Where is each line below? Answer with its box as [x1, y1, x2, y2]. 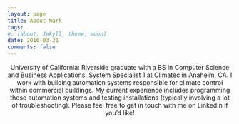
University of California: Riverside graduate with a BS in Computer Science [10, 63, 230, 71]
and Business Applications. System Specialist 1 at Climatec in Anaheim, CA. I [7, 71, 233, 79]
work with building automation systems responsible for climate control [16, 78, 223, 86]
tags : [7, 24, 24, 31]
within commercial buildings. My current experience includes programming [9, 86, 230, 94]
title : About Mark [7, 17, 62, 24]
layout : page [7, 10, 46, 18]
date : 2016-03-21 [7, 37, 59, 44]
